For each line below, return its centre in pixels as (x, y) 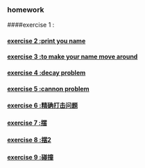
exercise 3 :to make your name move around (72, 56)
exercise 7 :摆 (27, 123)
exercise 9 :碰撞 (31, 158)
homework (26, 10)
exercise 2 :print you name (46, 40)
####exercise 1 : (31, 25)
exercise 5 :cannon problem (48, 89)
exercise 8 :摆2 (29, 140)
